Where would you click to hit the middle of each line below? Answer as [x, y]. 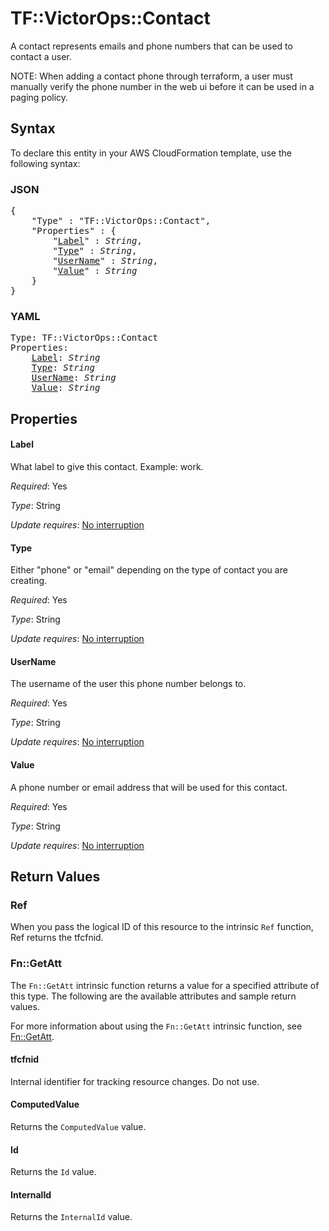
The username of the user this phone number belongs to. [128, 684]
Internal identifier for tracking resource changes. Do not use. [135, 1081]
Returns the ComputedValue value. [78, 1126]
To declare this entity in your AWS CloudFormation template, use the [151, 153]
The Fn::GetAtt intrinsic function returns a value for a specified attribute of [165, 985]
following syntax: [45, 163]
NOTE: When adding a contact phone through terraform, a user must [151, 76]
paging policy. [39, 97]
